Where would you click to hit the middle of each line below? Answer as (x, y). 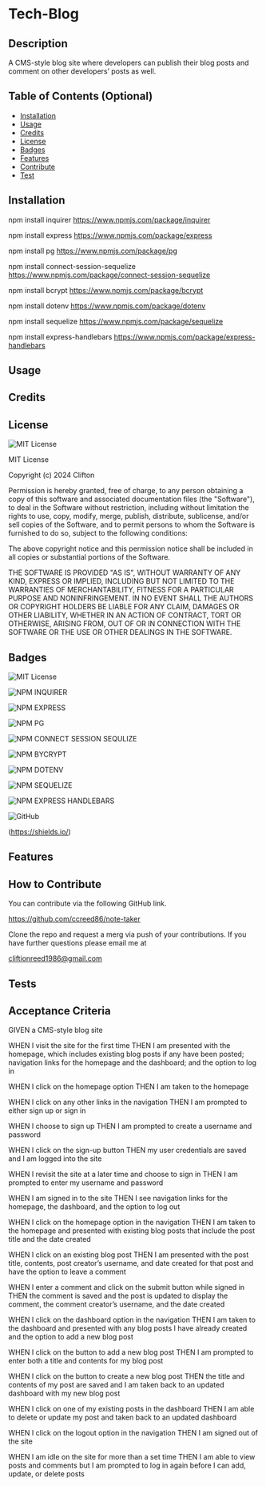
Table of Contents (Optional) (81, 96)
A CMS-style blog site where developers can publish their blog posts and (129, 62)
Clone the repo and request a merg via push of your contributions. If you (127, 934)
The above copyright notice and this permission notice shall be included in (131, 548)
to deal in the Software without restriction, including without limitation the (129, 508)
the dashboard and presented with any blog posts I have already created (128, 1328)
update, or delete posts (47, 1474)
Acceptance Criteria (60, 1011)
